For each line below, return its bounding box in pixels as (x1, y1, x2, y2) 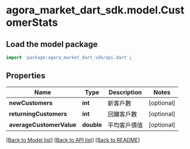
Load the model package (6, 39, 98, 49)
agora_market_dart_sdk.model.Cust (6, 4, 185, 17)
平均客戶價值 (107, 121, 143, 129)
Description (108, 88, 142, 96)
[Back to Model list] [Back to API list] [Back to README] (6, 136, 140, 143)
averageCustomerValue (9, 120, 77, 129)
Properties (6, 71, 46, 81)
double (82, 120, 102, 129)
